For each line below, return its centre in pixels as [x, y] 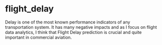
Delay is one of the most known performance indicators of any [68, 22]
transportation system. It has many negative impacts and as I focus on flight [81, 27]
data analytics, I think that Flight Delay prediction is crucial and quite [73, 32]
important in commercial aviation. [38, 37]
